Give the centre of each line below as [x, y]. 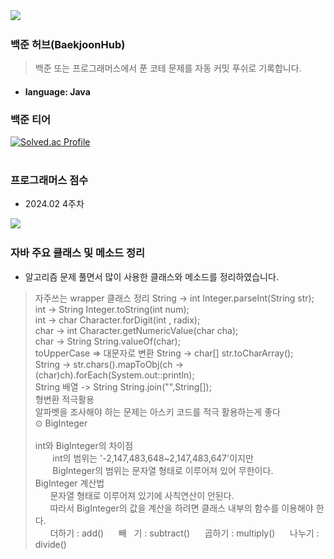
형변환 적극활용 [64, 399]
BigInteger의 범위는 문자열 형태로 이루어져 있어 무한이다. [163, 470]
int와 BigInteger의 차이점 [84, 445]
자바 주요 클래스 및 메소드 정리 [78, 253]
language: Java [57, 91]
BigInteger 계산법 [69, 483]
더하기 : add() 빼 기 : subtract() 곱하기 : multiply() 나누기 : [184, 533]
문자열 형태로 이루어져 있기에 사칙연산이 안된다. [142, 495]
